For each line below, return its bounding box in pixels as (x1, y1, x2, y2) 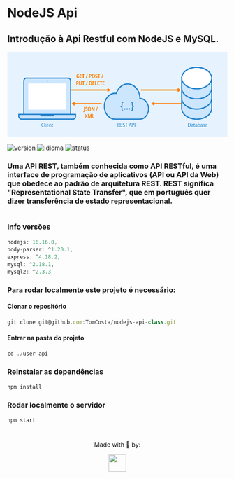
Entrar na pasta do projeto (7, 334, 85, 342)
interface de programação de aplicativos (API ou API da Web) (7, 169, 219, 179)
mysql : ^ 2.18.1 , (7, 261, 54, 268)
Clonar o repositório (7, 303, 66, 311)
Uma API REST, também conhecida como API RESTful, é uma (7, 161, 217, 171)
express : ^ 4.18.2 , (7, 254, 61, 261)
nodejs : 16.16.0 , (7, 239, 58, 246)
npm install (7, 384, 42, 391)
